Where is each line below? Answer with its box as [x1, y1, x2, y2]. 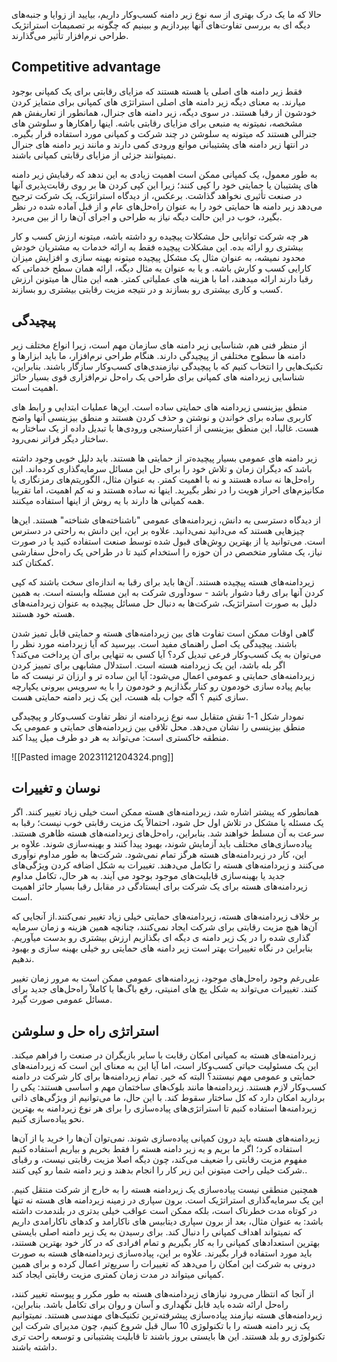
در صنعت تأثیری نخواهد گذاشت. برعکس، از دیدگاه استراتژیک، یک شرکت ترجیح [11, 189, 303, 201]
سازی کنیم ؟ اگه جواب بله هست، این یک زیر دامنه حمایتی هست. [11, 690, 249, 703]
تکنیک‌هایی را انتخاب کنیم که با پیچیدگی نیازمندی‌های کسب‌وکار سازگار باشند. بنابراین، [11, 360, 324, 372]
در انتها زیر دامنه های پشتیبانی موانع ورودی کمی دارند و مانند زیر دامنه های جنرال [11, 138, 309, 150]
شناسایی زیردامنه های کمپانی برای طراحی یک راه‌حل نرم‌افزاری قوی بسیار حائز [11, 370, 305, 383]
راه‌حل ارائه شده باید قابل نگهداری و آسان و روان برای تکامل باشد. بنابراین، [11, 1299, 289, 1311]
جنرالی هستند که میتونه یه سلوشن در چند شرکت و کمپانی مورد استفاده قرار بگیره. [11, 127, 318, 139]
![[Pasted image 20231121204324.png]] [11, 750, 174, 763]
